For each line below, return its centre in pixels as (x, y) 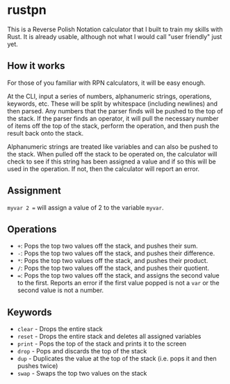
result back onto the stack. (46, 133)
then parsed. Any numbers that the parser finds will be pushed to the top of (115, 111)
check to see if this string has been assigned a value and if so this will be (112, 161)
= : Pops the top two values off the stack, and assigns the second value (118, 275)
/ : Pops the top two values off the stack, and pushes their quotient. (113, 268)
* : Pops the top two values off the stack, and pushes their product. (113, 261)
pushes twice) (38, 366)
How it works (36, 66)
